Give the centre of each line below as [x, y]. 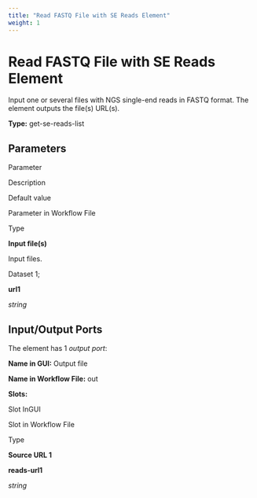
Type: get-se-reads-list [46, 124]
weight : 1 [24, 23]
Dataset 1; [24, 274]
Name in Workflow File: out [53, 379]
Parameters [37, 148]
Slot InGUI [24, 409]
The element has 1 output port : [58, 349]
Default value [29, 198]
